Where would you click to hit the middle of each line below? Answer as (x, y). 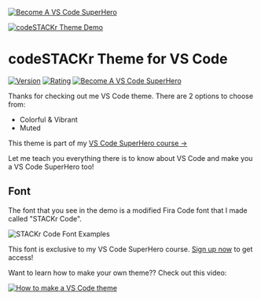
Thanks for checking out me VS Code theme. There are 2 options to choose (131, 96)
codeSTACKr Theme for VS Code (118, 59)
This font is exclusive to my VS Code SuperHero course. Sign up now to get (130, 249)
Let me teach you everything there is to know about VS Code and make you (130, 158)
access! (21, 257)
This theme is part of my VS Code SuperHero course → (98, 143)
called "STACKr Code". (45, 218)
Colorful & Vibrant (49, 119)
